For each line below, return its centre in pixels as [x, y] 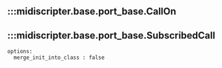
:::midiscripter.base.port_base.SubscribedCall [111, 35]
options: [20, 52]
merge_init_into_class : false [59, 58]
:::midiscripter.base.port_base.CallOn [92, 12]
